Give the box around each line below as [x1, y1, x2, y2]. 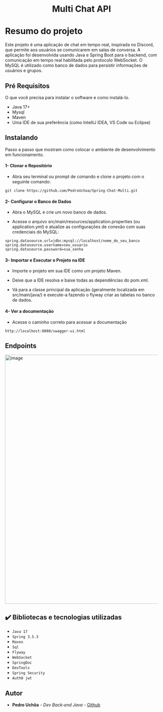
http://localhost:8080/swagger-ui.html [5, 328, 86, 334]
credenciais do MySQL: [12, 229, 59, 235]
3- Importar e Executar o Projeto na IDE [5, 257, 85, 263]
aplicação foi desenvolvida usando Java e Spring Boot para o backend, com [5, 52, 157, 58]
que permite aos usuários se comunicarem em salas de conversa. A [5, 47, 141, 53]
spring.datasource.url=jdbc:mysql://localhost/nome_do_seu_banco [5, 238, 140, 244]
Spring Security [12, 671, 45, 676]
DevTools [12, 665, 30, 671]
